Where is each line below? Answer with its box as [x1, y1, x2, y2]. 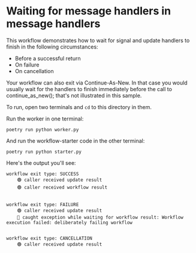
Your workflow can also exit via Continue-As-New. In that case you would [6, 79, 188, 86]
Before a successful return [14, 55, 81, 62]
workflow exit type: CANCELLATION [6, 235, 93, 241]
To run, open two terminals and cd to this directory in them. [6, 103, 152, 110]
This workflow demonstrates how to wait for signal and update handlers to [6, 37, 190, 44]
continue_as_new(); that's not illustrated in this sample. [6, 92, 142, 99]
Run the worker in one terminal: [6, 115, 84, 122]
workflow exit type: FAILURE [6, 201, 79, 207]
